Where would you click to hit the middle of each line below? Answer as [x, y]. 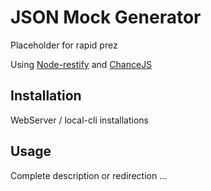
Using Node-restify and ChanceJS [81, 64]
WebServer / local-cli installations [79, 120]
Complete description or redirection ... [89, 175]
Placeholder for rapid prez [64, 45]
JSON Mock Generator [106, 17]
